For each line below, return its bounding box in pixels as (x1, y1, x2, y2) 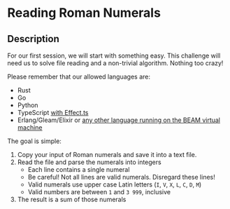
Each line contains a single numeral (27, 166, 130, 173)
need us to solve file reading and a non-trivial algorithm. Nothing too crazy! (7, 59, 224, 67)
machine (17, 123, 43, 131)
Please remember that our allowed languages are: (7, 72, 151, 81)
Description (7, 33, 59, 45)
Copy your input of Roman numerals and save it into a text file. (17, 151, 197, 159)
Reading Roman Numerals (7, 5, 161, 21)
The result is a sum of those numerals (17, 195, 127, 203)
